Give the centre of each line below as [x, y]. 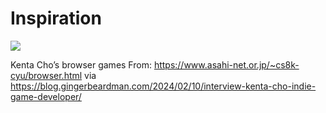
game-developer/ [46, 96]
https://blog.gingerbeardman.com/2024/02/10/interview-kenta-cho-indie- [163, 86]
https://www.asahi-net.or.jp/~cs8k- [226, 64]
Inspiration [56, 18]
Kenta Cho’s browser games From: [81, 64]
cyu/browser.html [46, 75]
